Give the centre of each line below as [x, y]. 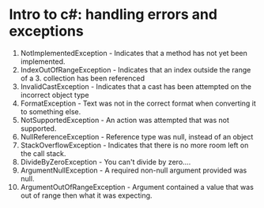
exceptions [46, 31]
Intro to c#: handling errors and [113, 15]
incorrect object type [55, 95]
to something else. [51, 111]
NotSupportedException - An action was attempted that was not [125, 120]
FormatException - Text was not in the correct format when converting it [138, 103]
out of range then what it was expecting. [86, 195]
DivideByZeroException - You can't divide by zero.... [106, 162]
